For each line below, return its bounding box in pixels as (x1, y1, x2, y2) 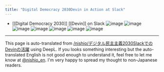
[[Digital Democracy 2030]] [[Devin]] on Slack (12, 20, 105, 26)
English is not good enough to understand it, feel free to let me (26, 52, 152, 57)
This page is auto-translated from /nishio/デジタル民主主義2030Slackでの (5, 40, 153, 46)
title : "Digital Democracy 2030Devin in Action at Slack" (5, 7, 125, 12)
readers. (5, 62, 22, 68)
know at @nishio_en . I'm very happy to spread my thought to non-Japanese (5, 57, 158, 63)
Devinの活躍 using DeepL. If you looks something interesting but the (5, 46, 142, 52)
